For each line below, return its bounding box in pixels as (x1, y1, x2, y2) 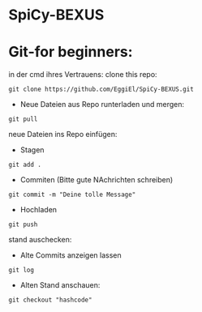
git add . (8, 160, 42, 169)
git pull (8, 115, 38, 123)
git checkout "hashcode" (8, 296, 92, 305)
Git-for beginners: (8, 43, 133, 62)
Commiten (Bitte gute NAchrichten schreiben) (19, 175, 174, 185)
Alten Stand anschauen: (19, 280, 101, 290)
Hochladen (19, 205, 58, 215)
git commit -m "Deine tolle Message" (8, 190, 136, 199)
